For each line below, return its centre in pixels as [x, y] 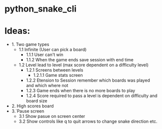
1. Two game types [30, 44]
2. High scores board [32, 106]
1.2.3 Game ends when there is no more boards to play [81, 91]
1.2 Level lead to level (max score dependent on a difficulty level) [84, 65]
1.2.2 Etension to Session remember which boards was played [88, 80]
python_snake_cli [40, 9]
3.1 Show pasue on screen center [52, 116]
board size [37, 101]
